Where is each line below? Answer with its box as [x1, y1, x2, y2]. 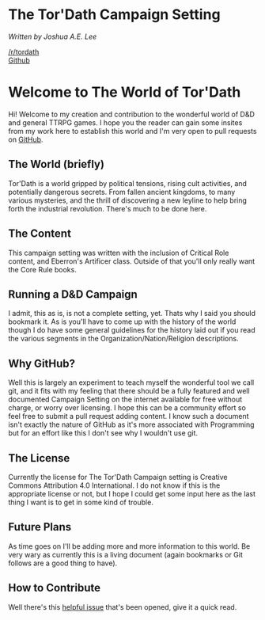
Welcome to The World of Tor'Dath [8, 83, 241, 101]
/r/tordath [8, 47, 40, 56]
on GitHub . [8, 135, 44, 144]
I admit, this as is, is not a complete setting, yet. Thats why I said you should [8, 309, 256, 318]
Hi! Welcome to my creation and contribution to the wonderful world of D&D [8, 109, 256, 119]
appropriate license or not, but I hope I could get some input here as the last [8, 489, 256, 498]
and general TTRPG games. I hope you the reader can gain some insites [8, 117, 243, 127]
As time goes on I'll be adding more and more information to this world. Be [8, 541, 251, 551]
